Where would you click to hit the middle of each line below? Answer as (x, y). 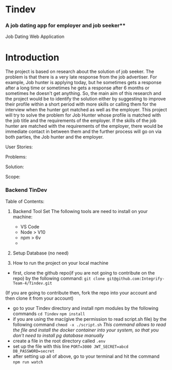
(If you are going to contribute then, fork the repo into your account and (81, 293)
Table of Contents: (25, 201)
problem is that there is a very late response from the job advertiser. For (81, 77)
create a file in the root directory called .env (59, 341)
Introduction (32, 57)
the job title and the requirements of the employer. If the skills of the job (81, 121)
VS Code (30, 226)
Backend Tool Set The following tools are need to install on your (80, 211)
